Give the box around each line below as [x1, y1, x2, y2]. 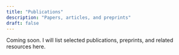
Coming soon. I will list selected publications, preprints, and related [6, 37, 174, 44]
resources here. [6, 43, 46, 50]
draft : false [6, 20, 39, 26]
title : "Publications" [6, 8, 63, 15]
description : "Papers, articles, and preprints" [6, 15, 131, 21]
